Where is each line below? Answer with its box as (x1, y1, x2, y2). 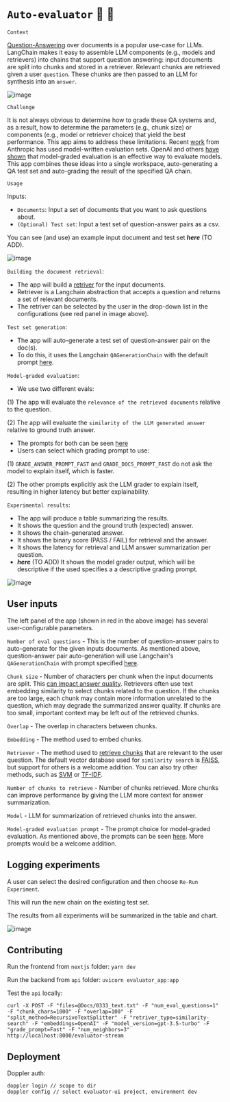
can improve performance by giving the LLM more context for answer (7, 791, 203, 799)
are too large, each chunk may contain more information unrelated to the (7, 694, 212, 702)
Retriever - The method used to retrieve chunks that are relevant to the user (7, 748, 223, 756)
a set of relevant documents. (16, 295, 98, 303)
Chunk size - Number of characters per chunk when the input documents (7, 672, 214, 680)
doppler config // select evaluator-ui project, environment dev (7, 1088, 197, 1096)
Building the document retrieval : (7, 267, 104, 275)
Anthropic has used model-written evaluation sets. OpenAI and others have (7, 145, 220, 153)
